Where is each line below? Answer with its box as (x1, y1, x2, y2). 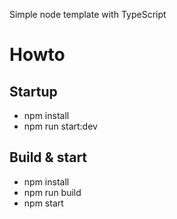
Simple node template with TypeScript (9, 9, 167, 20)
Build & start (9, 149, 88, 166)
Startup (9, 83, 58, 100)
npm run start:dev (23, 120, 98, 132)
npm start (23, 197, 64, 209)
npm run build (23, 186, 82, 198)
